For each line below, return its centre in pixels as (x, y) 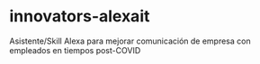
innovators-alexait (80, 16)
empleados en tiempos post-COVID (75, 50)
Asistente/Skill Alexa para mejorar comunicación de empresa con (130, 41)
